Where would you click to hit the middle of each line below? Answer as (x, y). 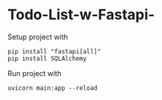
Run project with (34, 73)
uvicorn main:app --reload (53, 88)
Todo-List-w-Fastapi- (81, 15)
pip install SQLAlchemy (47, 58)
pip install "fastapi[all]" (55, 51)
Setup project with (38, 37)
